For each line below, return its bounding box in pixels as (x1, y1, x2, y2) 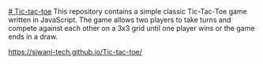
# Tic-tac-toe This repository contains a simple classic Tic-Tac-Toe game (8, 7, 247, 16)
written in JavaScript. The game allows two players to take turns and (8, 15, 231, 24)
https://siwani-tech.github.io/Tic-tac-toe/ (8, 47, 143, 56)
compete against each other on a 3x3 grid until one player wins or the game (8, 24, 255, 32)
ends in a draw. (8, 32, 58, 41)
